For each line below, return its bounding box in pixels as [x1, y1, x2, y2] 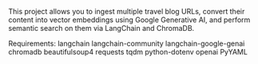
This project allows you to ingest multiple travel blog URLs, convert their [8, 7, 245, 16]
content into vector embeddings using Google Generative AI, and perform [8, 15, 251, 24]
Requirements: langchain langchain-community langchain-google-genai [8, 39, 245, 48]
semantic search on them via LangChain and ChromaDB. [8, 24, 195, 32]
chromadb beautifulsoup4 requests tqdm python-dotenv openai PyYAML [8, 47, 248, 56]
